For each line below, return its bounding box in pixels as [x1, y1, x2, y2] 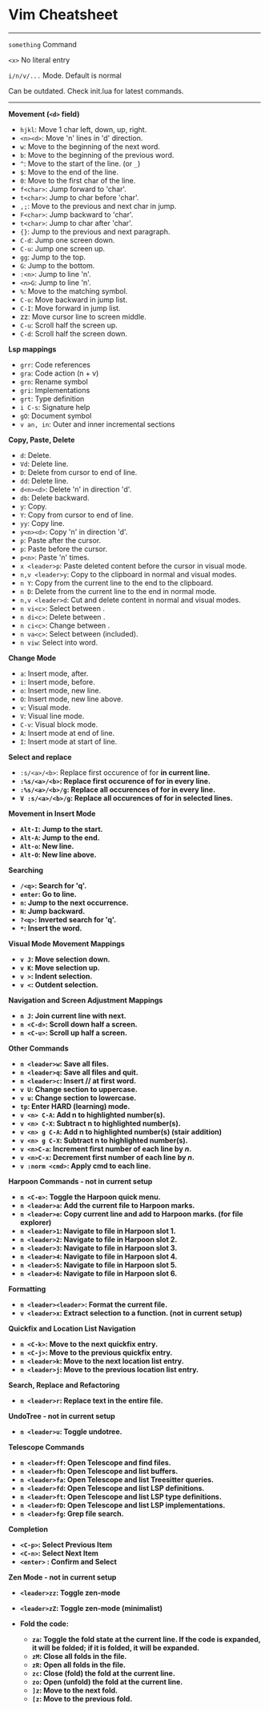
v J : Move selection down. [19, 954, 110, 964]
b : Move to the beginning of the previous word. [19, 150, 175, 159]
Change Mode [8, 653, 57, 662]
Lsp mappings [8, 344, 57, 354]
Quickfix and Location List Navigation [8, 1323, 136, 1333]
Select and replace [8, 752, 72, 761]
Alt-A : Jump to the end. [19, 833, 100, 842]
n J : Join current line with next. [19, 1010, 126, 1020]
